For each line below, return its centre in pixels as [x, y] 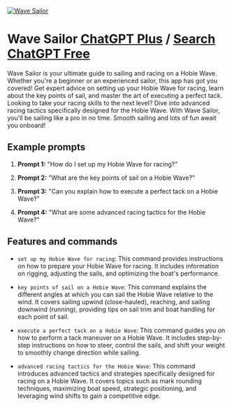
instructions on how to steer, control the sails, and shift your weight [129, 345]
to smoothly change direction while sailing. [79, 352]
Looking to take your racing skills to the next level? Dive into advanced [109, 103]
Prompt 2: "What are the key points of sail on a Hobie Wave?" [106, 178]
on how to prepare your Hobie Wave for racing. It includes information [118, 266]
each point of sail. [43, 316]
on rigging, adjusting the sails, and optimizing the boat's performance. [118, 273]
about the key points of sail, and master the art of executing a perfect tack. [115, 95]
